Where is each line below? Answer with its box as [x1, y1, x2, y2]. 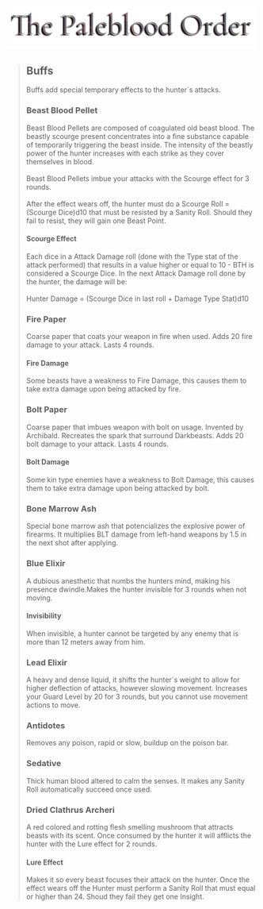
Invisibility [25, 611, 62, 621]
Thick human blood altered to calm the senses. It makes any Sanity [25, 776, 246, 785]
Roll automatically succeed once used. [25, 784, 153, 794]
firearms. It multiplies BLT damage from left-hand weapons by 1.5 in [25, 530, 247, 539]
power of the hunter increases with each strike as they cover [25, 148, 225, 158]
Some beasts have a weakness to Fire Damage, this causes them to [25, 376, 247, 386]
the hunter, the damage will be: [25, 276, 128, 287]
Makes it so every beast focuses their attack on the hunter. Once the [25, 875, 250, 884]
